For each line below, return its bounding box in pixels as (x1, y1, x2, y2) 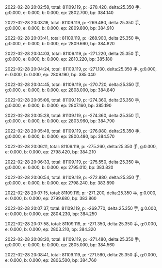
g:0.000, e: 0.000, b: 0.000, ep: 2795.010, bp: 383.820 (5, 165, 113, 170)
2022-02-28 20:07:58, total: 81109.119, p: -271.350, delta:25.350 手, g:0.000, (5, 221, 158, 227)
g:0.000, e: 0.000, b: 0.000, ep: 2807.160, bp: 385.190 (5, 102, 112, 108)
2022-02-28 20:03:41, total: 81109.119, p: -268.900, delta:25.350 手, (5, 35, 141, 41)
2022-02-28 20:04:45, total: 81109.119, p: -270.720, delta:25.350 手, (5, 82, 141, 87)
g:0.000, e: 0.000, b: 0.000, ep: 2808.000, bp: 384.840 (5, 87, 115, 93)
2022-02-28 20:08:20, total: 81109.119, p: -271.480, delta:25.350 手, (5, 236, 141, 242)
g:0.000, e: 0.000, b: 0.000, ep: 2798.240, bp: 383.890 (5, 180, 115, 185)
